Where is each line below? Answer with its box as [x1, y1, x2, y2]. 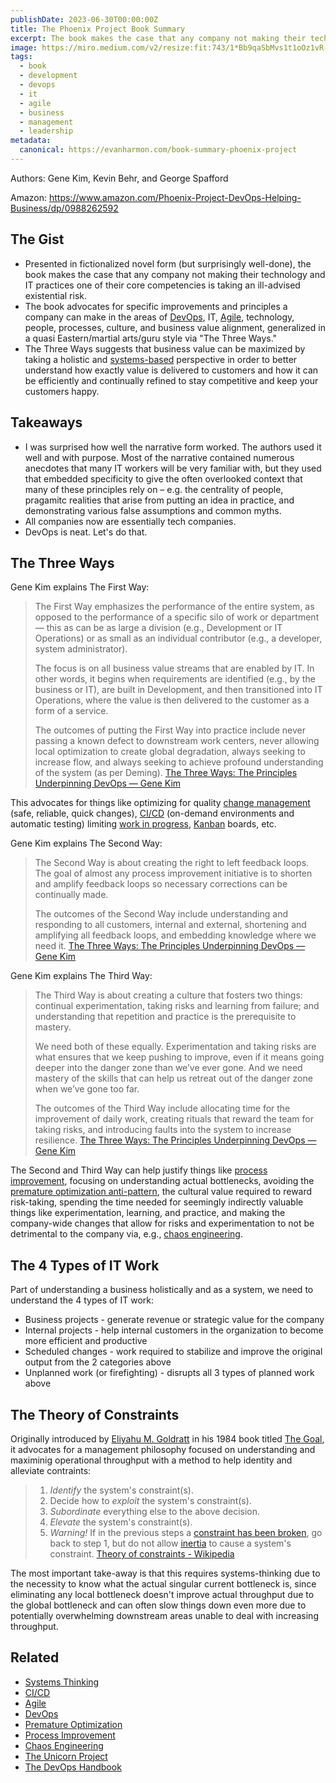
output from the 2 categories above [24, 1356, 172, 1368]
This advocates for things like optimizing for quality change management [10, 797, 311, 809]
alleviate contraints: [10, 1464, 92, 1476]
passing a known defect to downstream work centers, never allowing [34, 735, 320, 747]
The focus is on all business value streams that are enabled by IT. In [34, 662, 315, 675]
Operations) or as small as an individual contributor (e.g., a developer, [34, 632, 323, 645]
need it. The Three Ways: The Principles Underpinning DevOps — [34, 940, 306, 952]
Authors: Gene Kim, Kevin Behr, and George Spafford [10, 172, 229, 184]
